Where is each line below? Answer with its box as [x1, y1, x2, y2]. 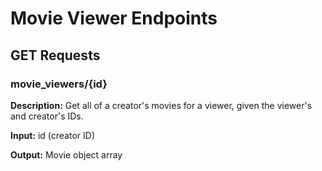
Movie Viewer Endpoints [10, 7, 218, 30]
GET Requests [10, 47, 101, 64]
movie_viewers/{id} [10, 77, 108, 91]
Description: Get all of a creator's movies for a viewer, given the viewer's [10, 99, 313, 111]
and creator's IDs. [10, 110, 84, 122]
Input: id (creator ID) [10, 129, 95, 141]
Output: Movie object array [10, 148, 123, 161]
